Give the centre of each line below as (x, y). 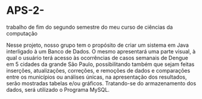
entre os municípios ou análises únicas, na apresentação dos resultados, (96, 77)
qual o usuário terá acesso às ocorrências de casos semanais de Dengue (97, 58)
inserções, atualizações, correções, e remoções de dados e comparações (98, 70)
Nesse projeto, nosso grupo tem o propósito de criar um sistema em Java (97, 45)
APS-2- (25, 10)
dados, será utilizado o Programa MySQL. (58, 89)
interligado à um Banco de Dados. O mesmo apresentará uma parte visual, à (101, 51)
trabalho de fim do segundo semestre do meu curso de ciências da (90, 27)
